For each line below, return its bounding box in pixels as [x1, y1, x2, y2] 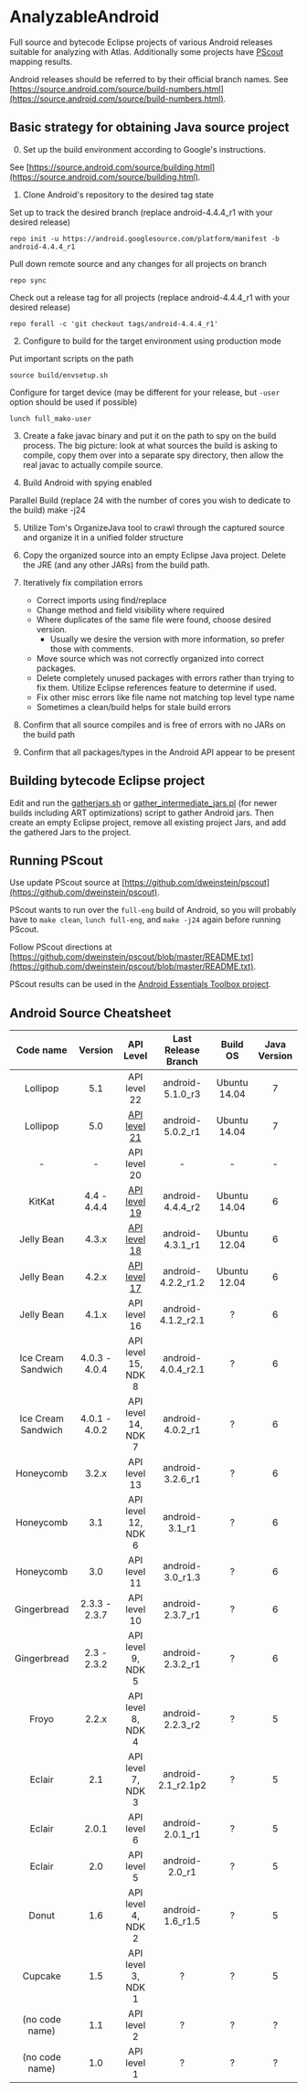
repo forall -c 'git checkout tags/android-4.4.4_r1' [9, 319, 219, 328]
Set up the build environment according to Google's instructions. [22, 143, 267, 154]
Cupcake [22, 1970, 61, 1982]
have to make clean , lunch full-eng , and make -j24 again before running [9, 914, 281, 925]
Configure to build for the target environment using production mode [22, 335, 281, 346]
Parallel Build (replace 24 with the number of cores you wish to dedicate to [9, 494, 291, 505]
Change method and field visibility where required [36, 604, 226, 615]
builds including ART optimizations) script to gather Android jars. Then [9, 807, 274, 818]
